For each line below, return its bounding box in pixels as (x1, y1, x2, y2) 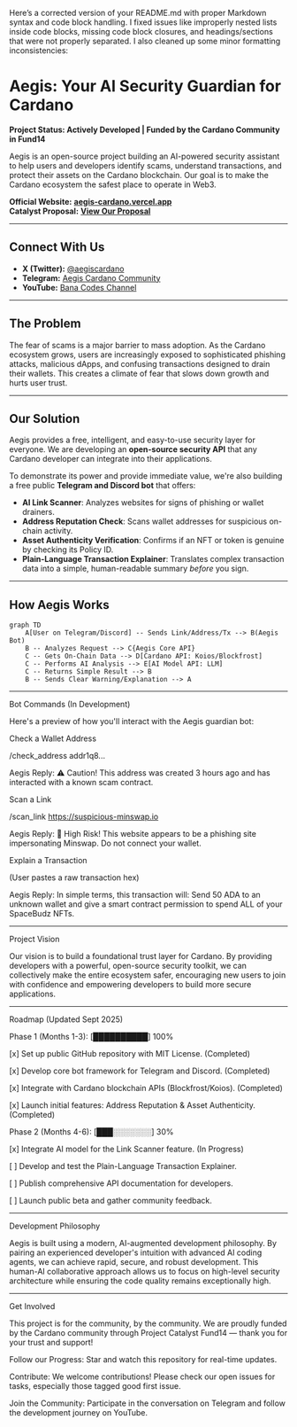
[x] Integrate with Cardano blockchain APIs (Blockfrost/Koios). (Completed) (9, 1083, 283, 1094)
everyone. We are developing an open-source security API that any (9, 444, 258, 455)
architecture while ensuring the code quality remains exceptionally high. (9, 1275, 271, 1286)
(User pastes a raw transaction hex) (9, 872, 140, 883)
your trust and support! (9, 1337, 94, 1348)
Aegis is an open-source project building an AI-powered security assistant (9, 151, 280, 161)
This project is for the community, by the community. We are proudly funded (9, 1318, 287, 1329)
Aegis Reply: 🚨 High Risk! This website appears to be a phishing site (9, 829, 256, 839)
